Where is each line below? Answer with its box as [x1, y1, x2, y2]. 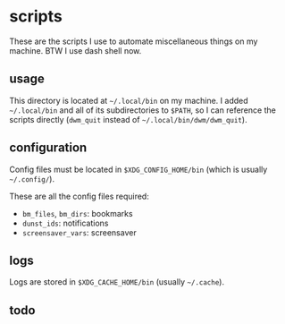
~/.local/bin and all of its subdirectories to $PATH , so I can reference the [9, 105, 277, 115]
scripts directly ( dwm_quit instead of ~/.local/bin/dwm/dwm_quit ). [9, 114, 247, 124]
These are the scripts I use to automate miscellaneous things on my [9, 36, 258, 47]
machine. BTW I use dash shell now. [9, 45, 142, 55]
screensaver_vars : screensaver [21, 226, 137, 238]
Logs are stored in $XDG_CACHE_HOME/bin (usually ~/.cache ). [9, 277, 225, 287]
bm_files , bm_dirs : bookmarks [21, 208, 133, 218]
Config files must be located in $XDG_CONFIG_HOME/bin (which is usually [9, 164, 268, 175]
